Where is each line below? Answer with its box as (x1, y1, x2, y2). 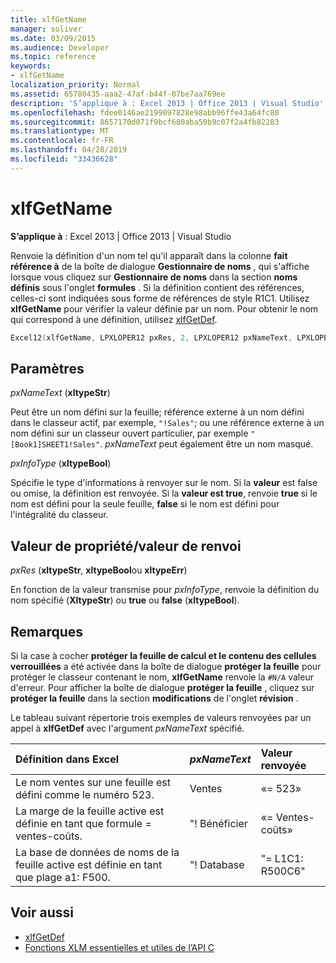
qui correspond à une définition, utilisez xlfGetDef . (10, 313, 218, 325)
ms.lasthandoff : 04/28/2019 (10, 145, 128, 155)
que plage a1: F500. (15, 871, 111, 884)
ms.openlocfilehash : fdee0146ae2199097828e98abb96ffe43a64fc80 (10, 107, 280, 118)
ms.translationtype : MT (10, 126, 110, 136)
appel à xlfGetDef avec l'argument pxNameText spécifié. (10, 722, 245, 734)
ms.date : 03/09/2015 (10, 33, 97, 43)
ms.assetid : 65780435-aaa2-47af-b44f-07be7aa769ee (10, 89, 226, 99)
